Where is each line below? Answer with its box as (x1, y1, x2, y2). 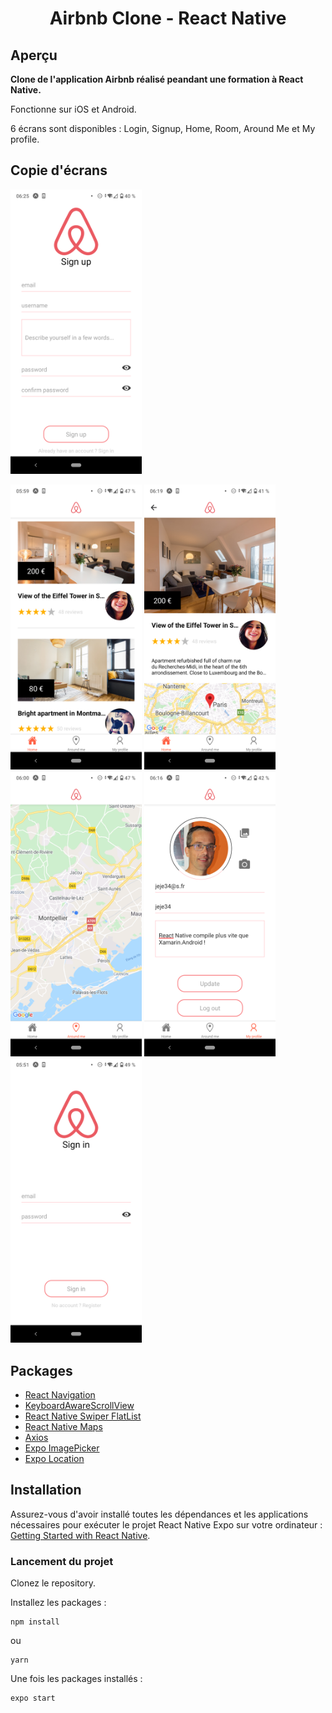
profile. (10, 133, 40, 145)
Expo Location (24, 1452, 85, 1464)
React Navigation (24, 1388, 96, 1401)
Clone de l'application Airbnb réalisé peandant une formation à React (10, 73, 304, 85)
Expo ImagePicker (24, 1442, 100, 1454)
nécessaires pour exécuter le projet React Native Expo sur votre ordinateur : (10, 1518, 323, 1531)
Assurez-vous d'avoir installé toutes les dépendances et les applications (10, 1508, 309, 1520)
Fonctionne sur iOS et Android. (10, 103, 137, 115)
